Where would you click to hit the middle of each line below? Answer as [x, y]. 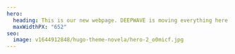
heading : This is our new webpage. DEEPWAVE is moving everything [113, 20]
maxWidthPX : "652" [40, 27]
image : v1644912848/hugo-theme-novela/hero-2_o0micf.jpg [98, 40]
